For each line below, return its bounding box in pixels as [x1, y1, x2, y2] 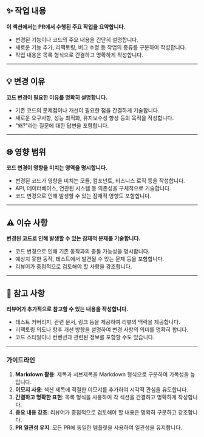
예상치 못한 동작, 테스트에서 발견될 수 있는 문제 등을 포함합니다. [15, 255, 165, 263]
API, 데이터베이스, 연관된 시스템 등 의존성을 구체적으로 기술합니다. [15, 185, 171, 192]
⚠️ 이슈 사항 [6, 218, 48, 228]
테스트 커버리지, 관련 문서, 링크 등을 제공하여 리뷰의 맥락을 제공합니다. [15, 318, 180, 326]
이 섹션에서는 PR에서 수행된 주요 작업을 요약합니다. [6, 23, 126, 30]
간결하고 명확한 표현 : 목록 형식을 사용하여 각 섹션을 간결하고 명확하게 [15, 394, 177, 401]
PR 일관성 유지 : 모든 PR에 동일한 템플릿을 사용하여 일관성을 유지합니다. [15, 424, 182, 432]
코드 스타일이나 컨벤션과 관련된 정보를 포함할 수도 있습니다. [15, 334, 155, 341]
